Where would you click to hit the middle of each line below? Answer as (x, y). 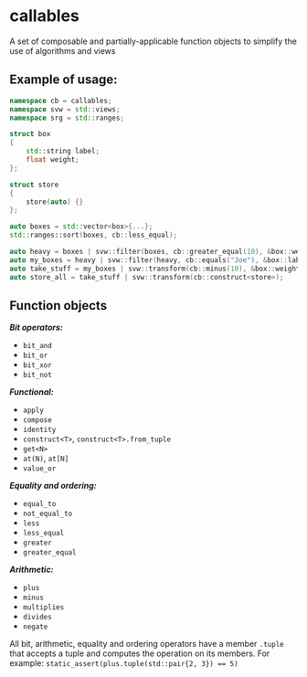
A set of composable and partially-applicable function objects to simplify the (153, 41)
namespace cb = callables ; (61, 100)
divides (37, 618)
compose (37, 420)
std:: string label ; (63, 152)
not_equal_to (48, 514)
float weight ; (53, 160)
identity (39, 430)
